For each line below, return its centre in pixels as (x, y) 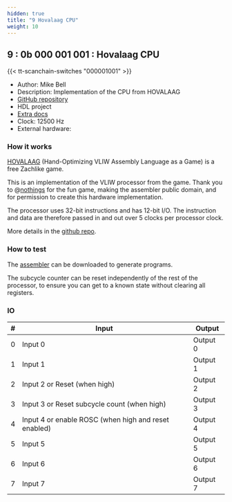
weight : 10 (23, 26)
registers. (21, 292)
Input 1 (33, 364)
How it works (30, 147)
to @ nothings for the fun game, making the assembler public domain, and (112, 190)
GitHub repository (42, 99)
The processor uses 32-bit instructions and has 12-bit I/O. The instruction (112, 210)
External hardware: (44, 129)
